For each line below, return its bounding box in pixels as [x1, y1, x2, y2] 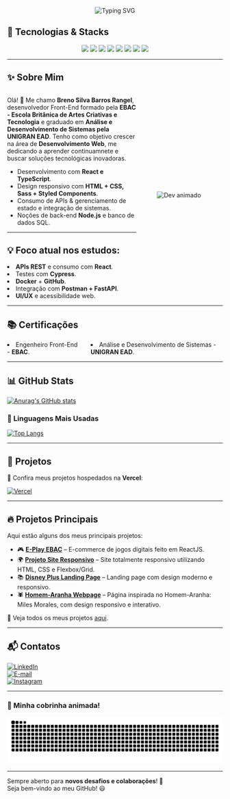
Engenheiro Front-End [16, 341, 78, 349]
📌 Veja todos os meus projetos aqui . [7, 613, 109, 622]
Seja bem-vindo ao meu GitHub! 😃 [7, 784, 106, 792]
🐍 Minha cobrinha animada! [7, 700, 101, 710]
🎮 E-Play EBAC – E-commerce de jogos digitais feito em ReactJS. [16, 545, 205, 553]
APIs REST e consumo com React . [16, 262, 114, 271]
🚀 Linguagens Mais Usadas [7, 413, 99, 423]
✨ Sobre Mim [7, 72, 64, 84]
